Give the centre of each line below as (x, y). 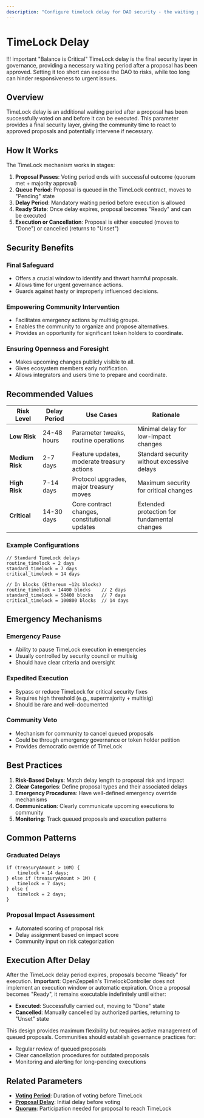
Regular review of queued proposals (60, 1049)
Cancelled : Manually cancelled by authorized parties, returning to (97, 1012)
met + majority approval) (46, 184)
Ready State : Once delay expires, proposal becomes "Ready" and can (103, 209)
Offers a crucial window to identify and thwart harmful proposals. (97, 278)
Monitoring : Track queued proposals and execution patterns (91, 819)
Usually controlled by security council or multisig (76, 656)
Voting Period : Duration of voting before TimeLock (79, 1096)
